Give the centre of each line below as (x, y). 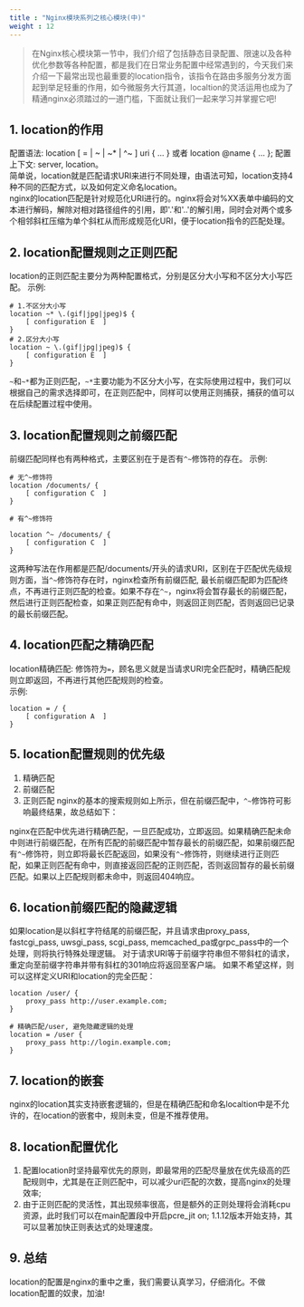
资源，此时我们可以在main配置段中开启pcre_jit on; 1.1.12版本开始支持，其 (157, 1216)
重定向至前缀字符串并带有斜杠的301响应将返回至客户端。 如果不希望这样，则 (152, 965)
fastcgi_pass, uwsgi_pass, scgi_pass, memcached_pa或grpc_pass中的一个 (149, 942)
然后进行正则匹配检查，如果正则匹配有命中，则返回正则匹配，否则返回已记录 (152, 602)
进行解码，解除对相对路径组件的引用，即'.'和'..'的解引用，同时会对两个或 (151, 210)
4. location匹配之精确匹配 (81, 645)
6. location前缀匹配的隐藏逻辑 (94, 907)
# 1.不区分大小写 (38, 306)
